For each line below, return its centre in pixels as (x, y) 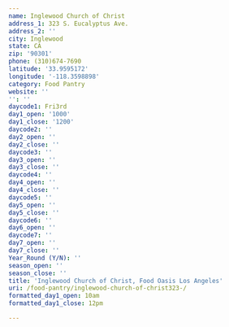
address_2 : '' (32, 31)
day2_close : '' (34, 144)
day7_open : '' (32, 243)
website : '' (28, 92)
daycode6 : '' (30, 220)
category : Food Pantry (47, 84)
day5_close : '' (34, 212)
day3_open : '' (32, 159)
